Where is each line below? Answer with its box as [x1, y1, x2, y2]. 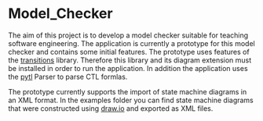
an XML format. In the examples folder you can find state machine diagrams [8, 95, 254, 105]
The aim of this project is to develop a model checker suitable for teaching [8, 30, 249, 40]
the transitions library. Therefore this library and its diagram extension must [8, 55, 252, 65]
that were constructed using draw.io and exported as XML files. [8, 103, 214, 113]
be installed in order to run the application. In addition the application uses [8, 63, 249, 73]
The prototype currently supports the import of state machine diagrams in [8, 87, 247, 96]
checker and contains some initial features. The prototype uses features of [8, 47, 250, 56]
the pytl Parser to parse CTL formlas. [8, 72, 128, 81]
